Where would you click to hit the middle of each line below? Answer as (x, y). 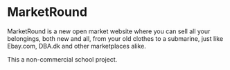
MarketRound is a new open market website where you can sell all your (109, 31)
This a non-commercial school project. (62, 59)
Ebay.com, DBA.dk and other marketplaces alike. (77, 46)
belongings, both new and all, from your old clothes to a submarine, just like (115, 38)
